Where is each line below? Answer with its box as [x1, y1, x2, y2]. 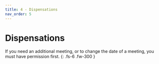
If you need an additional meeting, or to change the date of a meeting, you [5, 48, 155, 54]
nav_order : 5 [5, 12, 32, 16]
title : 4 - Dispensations [5, 7, 58, 12]
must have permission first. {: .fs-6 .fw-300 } [5, 54, 96, 60]
